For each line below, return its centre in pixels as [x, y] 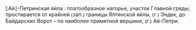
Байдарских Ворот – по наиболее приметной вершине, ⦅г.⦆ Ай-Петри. [92, 21]
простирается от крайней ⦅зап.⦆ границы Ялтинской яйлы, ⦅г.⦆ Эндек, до [95, 14]
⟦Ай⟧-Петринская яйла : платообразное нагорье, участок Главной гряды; [98, 8]
